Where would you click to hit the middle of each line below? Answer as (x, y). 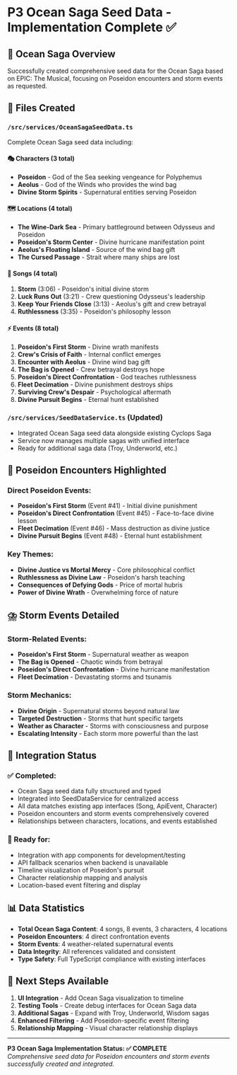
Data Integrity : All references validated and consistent (97, 951)
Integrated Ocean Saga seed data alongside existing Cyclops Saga (114, 433)
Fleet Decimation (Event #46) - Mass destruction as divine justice (114, 529)
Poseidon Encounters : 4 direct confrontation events (94, 936)
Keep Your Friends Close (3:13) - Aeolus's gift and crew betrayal (112, 304)
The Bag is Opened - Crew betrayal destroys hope (91, 369)
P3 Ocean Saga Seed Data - (90, 12)
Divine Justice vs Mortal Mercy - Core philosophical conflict (106, 570)
